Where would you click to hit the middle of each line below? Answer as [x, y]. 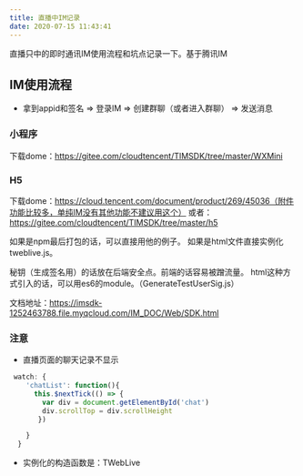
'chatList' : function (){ [73, 386]
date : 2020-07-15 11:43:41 [61, 26]
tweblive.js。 [34, 252]
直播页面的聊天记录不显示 [71, 360]
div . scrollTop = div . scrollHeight [107, 410]
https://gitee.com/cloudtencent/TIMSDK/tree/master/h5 [114, 222]
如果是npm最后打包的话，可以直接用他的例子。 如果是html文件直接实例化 [146, 241]
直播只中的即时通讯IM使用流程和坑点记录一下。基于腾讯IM [118, 53]
